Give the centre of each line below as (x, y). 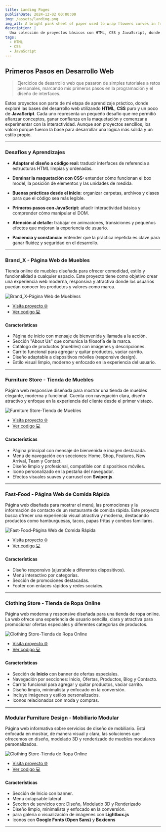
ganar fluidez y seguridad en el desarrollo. (55, 243)
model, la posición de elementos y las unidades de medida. (73, 183)
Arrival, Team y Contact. (37, 461)
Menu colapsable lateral (37, 799)
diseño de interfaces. (39, 94)
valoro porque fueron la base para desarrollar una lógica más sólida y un (79, 130)
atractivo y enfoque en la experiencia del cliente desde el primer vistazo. (79, 401)
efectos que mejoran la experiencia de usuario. (60, 228)
